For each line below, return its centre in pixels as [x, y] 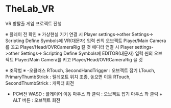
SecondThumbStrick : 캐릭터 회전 [40, 83]
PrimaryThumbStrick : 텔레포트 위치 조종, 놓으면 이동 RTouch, [68, 77]
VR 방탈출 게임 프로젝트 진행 [34, 23]
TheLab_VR [30, 9]
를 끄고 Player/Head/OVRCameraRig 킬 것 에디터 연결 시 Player [69, 47]
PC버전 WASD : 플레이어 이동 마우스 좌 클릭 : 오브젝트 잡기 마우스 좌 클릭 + [88, 94]
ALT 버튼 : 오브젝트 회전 [36, 100]
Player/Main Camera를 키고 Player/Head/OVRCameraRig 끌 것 [79, 59]
